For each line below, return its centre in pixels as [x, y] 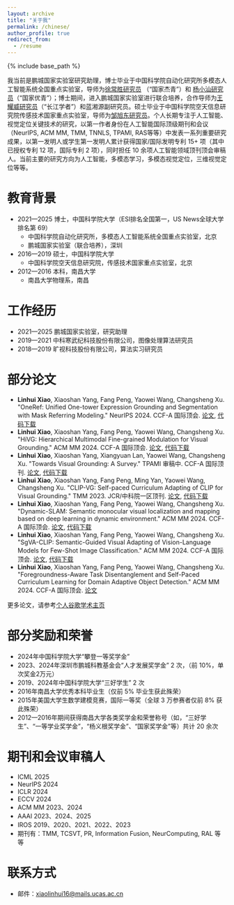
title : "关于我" [29, 20]
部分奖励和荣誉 [50, 636]
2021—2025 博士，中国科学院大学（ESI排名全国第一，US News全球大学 [120, 219]
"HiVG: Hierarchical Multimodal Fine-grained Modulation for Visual [112, 439]
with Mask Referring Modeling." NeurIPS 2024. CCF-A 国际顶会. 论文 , [117, 415]
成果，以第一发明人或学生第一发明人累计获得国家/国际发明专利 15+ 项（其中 [116, 141]
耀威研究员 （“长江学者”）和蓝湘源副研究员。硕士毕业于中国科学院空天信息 [114, 106]
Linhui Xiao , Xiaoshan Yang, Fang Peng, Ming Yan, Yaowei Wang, [111, 480]
